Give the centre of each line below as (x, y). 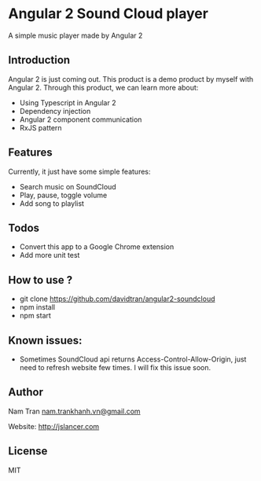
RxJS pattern (40, 127)
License (28, 452)
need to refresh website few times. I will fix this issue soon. (115, 367)
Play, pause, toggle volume (63, 195)
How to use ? (40, 280)
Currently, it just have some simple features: (79, 171)
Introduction (39, 60)
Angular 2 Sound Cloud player (108, 14)
